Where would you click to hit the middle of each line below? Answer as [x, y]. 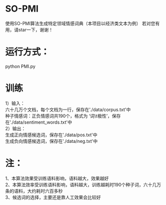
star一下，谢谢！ [36, 30]
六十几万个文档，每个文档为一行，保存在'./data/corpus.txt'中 [68, 110]
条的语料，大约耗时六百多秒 [34, 191]
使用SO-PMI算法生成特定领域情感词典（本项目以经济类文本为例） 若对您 [80, 23]
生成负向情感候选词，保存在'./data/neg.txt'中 [51, 141]
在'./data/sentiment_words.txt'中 [39, 122]
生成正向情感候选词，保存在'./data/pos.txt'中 [51, 135]
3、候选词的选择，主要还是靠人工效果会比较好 [53, 197]
